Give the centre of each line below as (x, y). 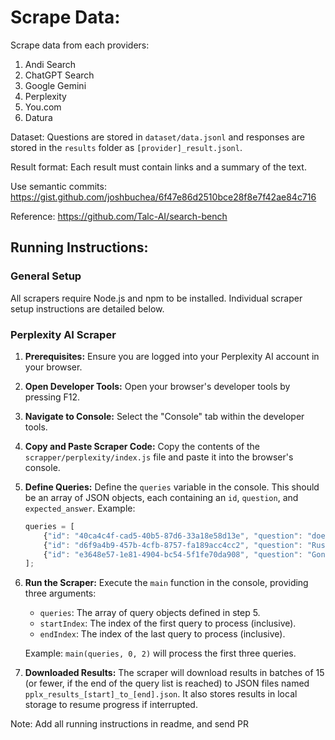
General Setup (46, 276)
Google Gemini (55, 85)
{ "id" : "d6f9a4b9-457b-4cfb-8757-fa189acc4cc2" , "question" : (173, 545)
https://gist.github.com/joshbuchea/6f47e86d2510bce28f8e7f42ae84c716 (163, 197)
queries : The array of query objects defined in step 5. (150, 613)
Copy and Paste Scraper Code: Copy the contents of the (142, 446)
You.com (43, 107)
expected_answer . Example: (80, 508)
